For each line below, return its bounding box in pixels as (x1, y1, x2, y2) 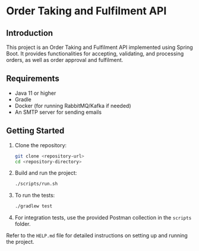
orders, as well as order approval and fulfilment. (6, 57, 124, 63)
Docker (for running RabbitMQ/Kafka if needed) (14, 102, 132, 109)
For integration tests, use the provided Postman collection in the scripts (14, 214, 192, 221)
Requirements (6, 73, 59, 84)
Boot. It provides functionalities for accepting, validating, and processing (6, 50, 184, 57)
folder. (14, 221, 31, 228)
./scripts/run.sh (14, 181, 58, 187)
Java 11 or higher (14, 89, 56, 97)
